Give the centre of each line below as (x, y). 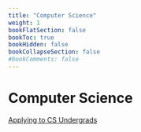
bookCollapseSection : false (54, 52)
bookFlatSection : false (47, 30)
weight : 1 (24, 23)
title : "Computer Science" (52, 15)
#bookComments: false (44, 60)
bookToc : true (32, 37)
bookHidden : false (38, 45)
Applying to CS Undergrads (53, 119)
